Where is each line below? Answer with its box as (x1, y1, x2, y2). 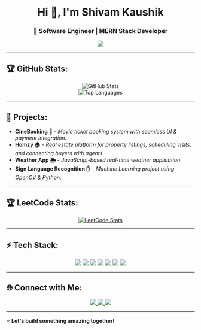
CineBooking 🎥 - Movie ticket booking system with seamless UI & (14, 128, 178, 135)
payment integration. (14, 134, 67, 141)
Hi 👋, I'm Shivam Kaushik (37, 5, 164, 19)
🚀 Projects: (6, 112, 48, 122)
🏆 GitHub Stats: (6, 63, 68, 74)
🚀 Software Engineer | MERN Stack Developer (33, 27, 168, 35)
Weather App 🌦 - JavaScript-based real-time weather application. (14, 156, 182, 164)
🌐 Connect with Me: (6, 283, 83, 293)
